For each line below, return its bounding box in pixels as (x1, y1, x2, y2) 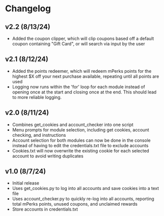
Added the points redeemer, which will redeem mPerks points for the (12, 68, 152, 74)
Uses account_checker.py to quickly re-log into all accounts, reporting (12, 196, 155, 202)
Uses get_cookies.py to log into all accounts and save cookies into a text (12, 185, 159, 191)
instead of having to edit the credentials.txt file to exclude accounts (12, 142, 149, 148)
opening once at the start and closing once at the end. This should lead (12, 89, 157, 95)
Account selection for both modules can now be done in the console (12, 137, 151, 143)
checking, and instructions (12, 132, 66, 138)
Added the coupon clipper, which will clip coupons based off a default (12, 35, 154, 41)
